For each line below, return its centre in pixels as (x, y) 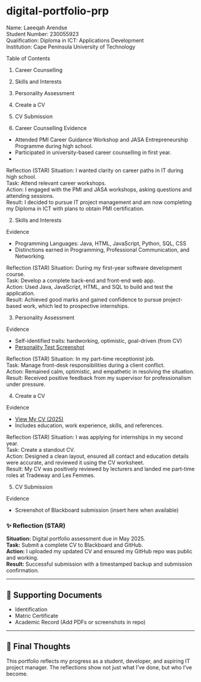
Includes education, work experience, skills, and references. (89, 425)
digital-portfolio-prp (58, 11)
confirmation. (23, 571)
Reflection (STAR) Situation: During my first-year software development (94, 267)
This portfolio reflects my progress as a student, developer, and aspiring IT (98, 661)
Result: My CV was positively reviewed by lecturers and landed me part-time (100, 469)
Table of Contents (28, 58)
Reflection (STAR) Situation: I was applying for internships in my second (95, 437)
